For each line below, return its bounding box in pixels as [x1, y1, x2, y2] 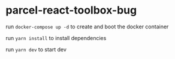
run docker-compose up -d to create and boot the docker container [5, 23, 169, 30]
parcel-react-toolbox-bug [5, 4, 137, 17]
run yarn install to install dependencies [5, 34, 107, 41]
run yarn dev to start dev [5, 45, 67, 53]
